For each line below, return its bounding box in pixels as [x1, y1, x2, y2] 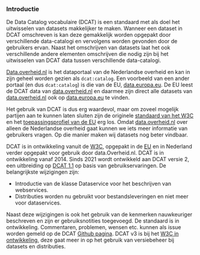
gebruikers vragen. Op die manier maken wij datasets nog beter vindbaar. [6, 131, 188, 138]
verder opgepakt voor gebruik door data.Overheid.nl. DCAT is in [6, 149, 164, 156]
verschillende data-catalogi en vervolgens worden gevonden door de [6, 38, 178, 45]
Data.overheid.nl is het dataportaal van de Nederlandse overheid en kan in [6, 69, 190, 76]
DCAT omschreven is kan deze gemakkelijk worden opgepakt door [6, 31, 171, 38]
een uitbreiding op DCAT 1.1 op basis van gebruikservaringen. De [6, 162, 166, 170]
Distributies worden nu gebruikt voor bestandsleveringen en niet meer [14, 193, 189, 200]
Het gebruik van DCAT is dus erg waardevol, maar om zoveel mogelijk [6, 106, 179, 113]
